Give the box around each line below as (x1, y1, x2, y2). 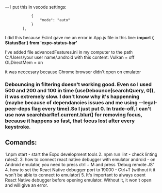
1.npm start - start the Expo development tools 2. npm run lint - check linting (5, 151, 158, 157)
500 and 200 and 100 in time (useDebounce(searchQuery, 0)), (5, 87, 155, 94)
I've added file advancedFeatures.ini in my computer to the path (5, 49, 133, 55)
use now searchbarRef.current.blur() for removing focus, (5, 111, 142, 118)
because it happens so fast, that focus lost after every (5, 117, 135, 124)
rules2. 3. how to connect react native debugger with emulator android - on (5, 156, 156, 162)
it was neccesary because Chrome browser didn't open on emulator (5, 69, 141, 75)
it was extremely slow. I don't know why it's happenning (5, 93, 140, 100)
